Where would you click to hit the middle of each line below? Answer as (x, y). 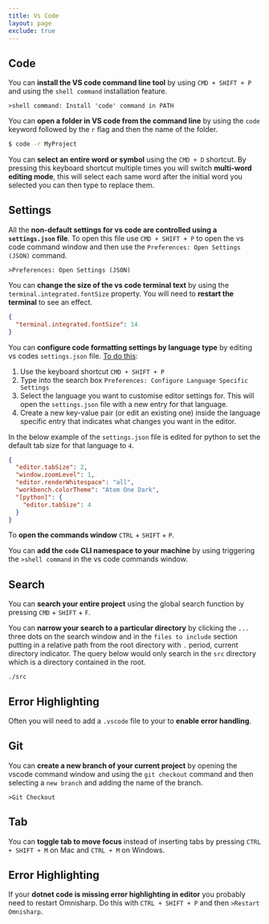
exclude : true (32, 31)
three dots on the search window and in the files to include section (123, 637)
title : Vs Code (34, 16)
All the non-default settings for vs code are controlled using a (113, 229)
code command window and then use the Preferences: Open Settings (124, 247)
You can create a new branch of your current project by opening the (123, 766)
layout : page (30, 23)
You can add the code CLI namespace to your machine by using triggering (132, 551)
